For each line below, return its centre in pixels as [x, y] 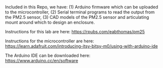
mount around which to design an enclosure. [50, 22]
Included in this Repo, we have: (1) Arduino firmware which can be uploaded [82, 7]
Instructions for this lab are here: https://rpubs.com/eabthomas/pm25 [75, 32]
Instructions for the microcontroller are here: [50, 41]
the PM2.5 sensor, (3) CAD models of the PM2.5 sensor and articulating [77, 17]
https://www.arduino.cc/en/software [42, 61]
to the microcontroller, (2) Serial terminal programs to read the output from [80, 12]
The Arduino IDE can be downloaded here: [48, 55]
